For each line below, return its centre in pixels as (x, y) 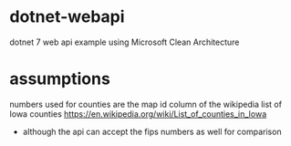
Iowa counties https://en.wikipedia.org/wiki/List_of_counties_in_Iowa (138, 114)
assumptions (60, 79)
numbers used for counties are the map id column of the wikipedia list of (146, 104)
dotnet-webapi (67, 17)
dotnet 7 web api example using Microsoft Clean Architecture (125, 42)
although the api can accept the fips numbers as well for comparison (152, 131)
